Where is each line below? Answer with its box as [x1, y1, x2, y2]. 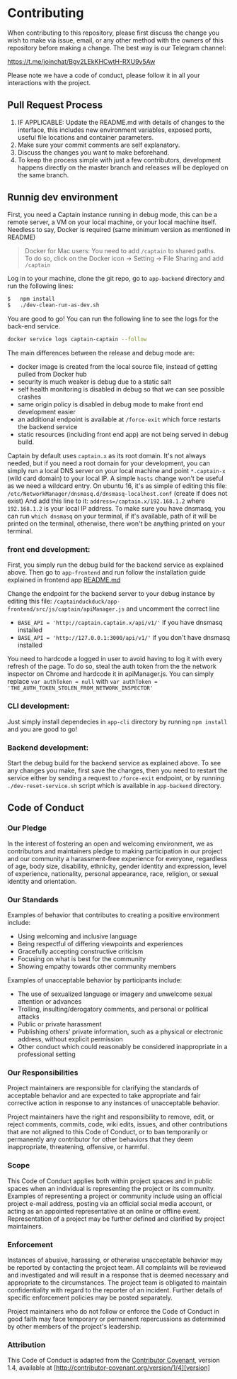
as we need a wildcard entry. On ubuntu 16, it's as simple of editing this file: [7, 482, 228, 490]
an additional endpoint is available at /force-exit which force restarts [17, 415, 221, 423]
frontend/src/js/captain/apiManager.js [7, 606, 125, 613]
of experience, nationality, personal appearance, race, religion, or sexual [7, 869, 219, 877]
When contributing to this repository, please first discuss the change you [7, 28, 219, 37]
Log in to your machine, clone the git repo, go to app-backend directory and [7, 274, 225, 282]
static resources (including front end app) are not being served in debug [17, 431, 229, 439]
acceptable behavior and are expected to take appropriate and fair [7, 1091, 201, 1100]
